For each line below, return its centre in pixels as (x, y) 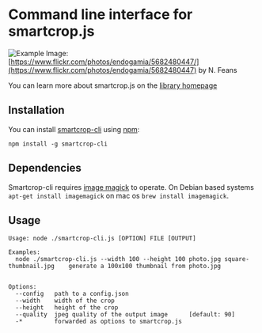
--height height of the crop (67, 308)
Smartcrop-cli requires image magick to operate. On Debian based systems (131, 187)
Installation (36, 110)
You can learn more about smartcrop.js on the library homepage (113, 85)
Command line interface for (101, 15)
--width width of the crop (65, 301)
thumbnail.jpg (32, 267)
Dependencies (45, 168)
